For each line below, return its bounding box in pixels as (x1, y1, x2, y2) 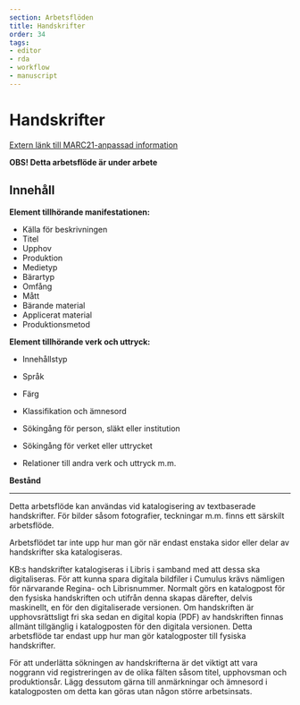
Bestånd (9, 475, 42, 486)
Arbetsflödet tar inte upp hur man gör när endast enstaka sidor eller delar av (9, 537, 290, 548)
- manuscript (9, 72, 58, 81)
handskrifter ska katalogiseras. (9, 547, 123, 557)
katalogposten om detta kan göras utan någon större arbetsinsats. (9, 685, 253, 696)
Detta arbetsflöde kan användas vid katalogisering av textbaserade (9, 500, 256, 511)
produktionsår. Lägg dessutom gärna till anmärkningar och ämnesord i (9, 676, 268, 687)
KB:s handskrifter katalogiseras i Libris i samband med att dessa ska (9, 564, 261, 574)
